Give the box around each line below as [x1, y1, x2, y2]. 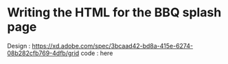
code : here [80, 49, 113, 57]
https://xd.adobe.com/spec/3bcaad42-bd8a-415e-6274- [32, 42, 194, 50]
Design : [7, 42, 31, 50]
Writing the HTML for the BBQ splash [7, 5, 222, 20]
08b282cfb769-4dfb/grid [7, 49, 80, 57]
